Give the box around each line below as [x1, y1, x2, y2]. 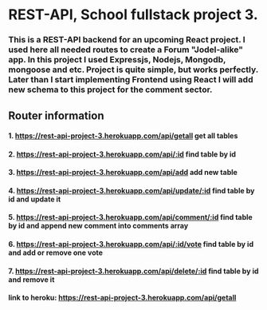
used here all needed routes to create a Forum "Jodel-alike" [8, 44, 244, 55]
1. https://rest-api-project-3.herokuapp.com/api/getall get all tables [8, 131, 238, 141]
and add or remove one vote [8, 248, 104, 257]
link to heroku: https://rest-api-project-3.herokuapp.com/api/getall [8, 293, 237, 303]
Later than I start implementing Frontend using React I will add [8, 74, 253, 85]
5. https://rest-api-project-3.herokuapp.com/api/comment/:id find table [8, 213, 253, 222]
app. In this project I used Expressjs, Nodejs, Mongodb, [8, 54, 226, 66]
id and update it [8, 194, 61, 204]
